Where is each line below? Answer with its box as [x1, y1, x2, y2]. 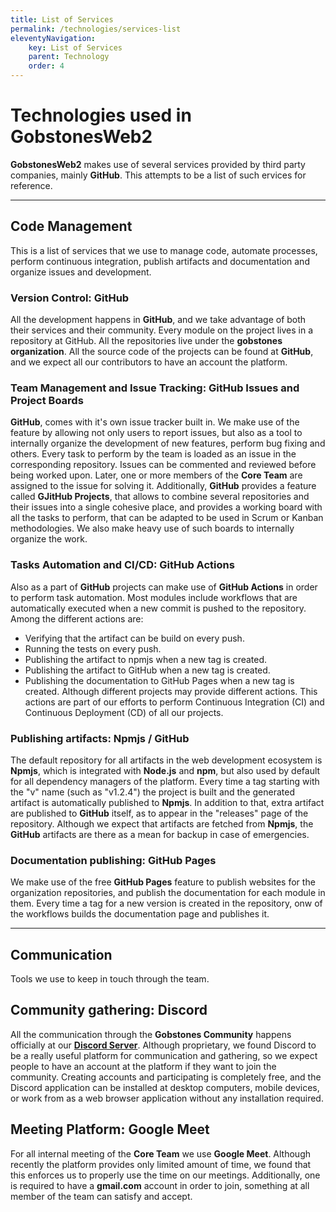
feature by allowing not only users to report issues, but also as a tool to [10, 427, 303, 439]
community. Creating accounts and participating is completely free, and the [10, 1071, 322, 1083]
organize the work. [10, 533, 88, 545]
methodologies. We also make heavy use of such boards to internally [10, 522, 295, 535]
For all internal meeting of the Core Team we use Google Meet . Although [10, 1147, 311, 1160]
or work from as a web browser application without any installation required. [10, 1092, 324, 1104]
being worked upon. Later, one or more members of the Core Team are [10, 469, 303, 481]
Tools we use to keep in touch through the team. [10, 973, 210, 985]
